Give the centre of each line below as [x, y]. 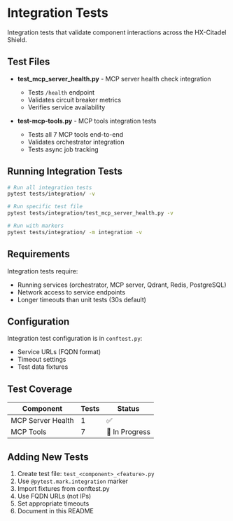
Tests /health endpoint [61, 92]
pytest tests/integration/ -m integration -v [75, 232]
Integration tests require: [43, 271]
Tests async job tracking [63, 149]
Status [128, 409]
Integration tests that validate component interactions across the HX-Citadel [117, 32]
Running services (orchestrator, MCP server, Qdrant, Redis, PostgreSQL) [122, 285]
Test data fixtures [43, 367]
